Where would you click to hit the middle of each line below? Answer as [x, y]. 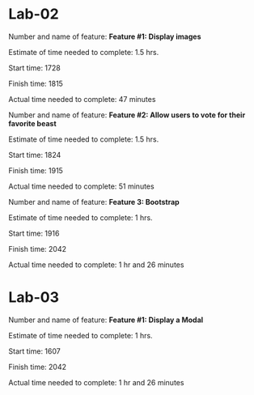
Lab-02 [34, 14]
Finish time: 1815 [36, 83]
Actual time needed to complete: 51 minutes [82, 186]
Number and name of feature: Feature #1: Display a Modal [106, 320]
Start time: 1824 [35, 155]
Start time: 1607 [34, 351]
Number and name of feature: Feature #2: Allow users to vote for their [127, 115]
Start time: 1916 [34, 233]
